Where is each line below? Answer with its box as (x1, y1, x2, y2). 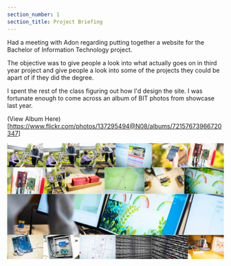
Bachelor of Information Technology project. (7, 45, 133, 54)
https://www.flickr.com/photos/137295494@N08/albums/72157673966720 (9, 122, 222, 130)
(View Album (7, 114, 43, 123)
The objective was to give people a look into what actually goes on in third (7, 58, 217, 67)
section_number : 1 (7, 11, 60, 18)
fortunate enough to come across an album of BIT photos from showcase (7, 93, 215, 102)
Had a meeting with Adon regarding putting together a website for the (7, 38, 205, 46)
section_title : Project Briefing (7, 18, 103, 25)
